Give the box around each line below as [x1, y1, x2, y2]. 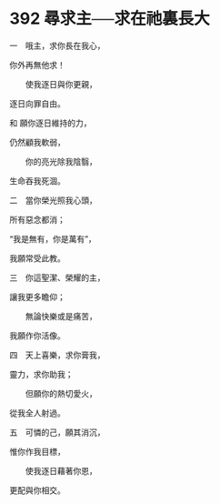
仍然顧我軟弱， [9, 136, 65, 147]
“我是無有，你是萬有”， [9, 233, 97, 244]
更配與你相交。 [9, 484, 65, 496]
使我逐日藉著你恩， [25, 465, 97, 476]
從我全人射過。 [9, 407, 65, 418]
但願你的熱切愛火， [25, 388, 97, 398]
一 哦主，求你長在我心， [9, 40, 105, 51]
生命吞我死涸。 [9, 175, 65, 186]
